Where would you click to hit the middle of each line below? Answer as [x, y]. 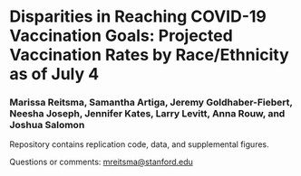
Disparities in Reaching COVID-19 [138, 17]
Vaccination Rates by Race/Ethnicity [150, 55]
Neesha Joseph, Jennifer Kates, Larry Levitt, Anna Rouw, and [147, 114]
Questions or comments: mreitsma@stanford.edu [101, 162]
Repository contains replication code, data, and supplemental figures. [139, 144]
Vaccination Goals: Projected [121, 36]
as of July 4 [54, 74]
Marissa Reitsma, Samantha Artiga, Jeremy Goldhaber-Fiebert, [151, 103]
